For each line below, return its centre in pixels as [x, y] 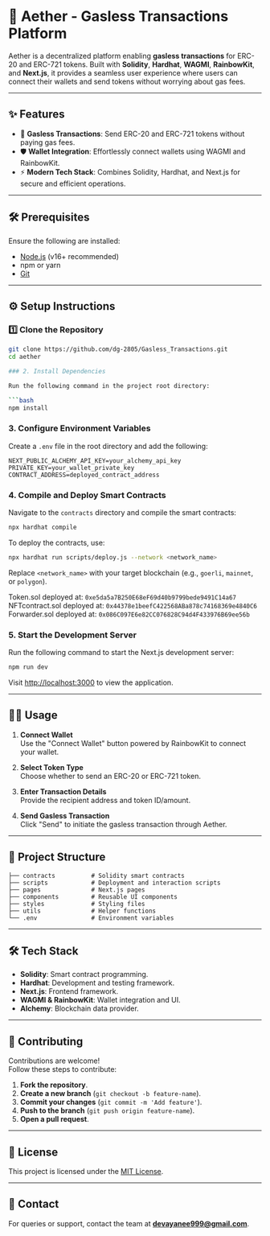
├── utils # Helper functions [82, 911]
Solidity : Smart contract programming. [84, 974]
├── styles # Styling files [77, 904]
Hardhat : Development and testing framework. [97, 983]
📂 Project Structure [57, 857]
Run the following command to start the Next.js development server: [121, 653]
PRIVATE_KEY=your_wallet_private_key [72, 468]
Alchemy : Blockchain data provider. [79, 1008]
